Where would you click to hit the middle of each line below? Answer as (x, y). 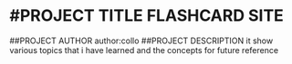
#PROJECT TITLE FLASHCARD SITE (147, 16)
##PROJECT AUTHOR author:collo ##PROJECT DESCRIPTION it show (141, 41)
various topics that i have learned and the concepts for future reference (144, 50)
